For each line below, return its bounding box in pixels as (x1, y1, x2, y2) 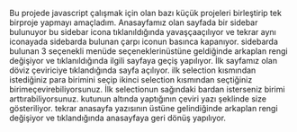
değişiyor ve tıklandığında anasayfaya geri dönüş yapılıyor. (9, 112, 227, 123)
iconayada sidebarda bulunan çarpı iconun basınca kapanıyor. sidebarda (9, 36, 279, 47)
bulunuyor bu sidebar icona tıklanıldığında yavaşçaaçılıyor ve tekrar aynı (9, 27, 276, 37)
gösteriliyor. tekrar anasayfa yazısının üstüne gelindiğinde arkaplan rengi (9, 103, 278, 113)
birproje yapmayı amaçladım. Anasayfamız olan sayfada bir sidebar (9, 17, 258, 28)
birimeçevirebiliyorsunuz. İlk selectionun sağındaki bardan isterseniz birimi (9, 84, 285, 94)
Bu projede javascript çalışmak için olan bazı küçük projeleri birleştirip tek (9, 8, 282, 18)
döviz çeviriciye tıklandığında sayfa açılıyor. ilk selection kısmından (9, 65, 256, 75)
